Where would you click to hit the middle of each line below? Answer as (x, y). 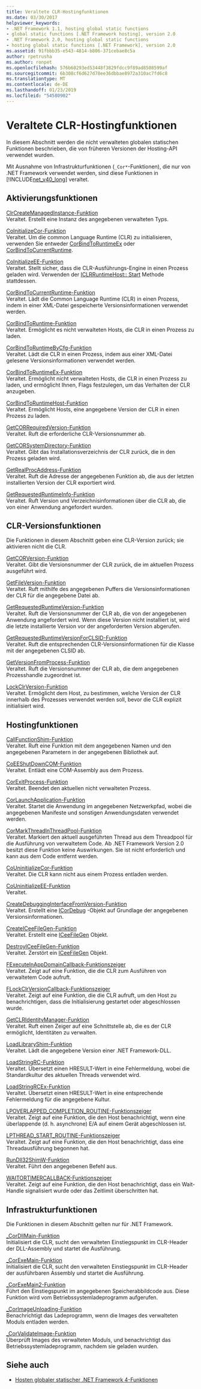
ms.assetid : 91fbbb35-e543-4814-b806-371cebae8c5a (71, 51)
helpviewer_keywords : (33, 23)
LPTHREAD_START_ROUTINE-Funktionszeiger (63, 1136)
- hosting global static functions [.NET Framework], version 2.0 (91, 46)
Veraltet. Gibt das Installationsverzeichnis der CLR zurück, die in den (91, 452)
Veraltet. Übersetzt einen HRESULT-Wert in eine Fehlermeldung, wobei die (98, 1069)
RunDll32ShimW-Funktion (38, 1160)
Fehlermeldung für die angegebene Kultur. (58, 1099)
